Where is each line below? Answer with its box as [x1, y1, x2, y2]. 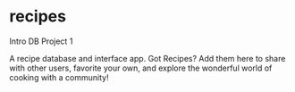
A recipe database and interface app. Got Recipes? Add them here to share [9, 53, 286, 63]
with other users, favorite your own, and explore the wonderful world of [9, 63, 273, 73]
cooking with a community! [9, 71, 109, 82]
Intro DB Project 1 [9, 36, 73, 46]
